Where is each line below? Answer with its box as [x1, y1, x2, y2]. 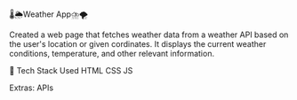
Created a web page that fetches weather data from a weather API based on [9, 29, 289, 40]
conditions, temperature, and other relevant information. [9, 49, 215, 58]
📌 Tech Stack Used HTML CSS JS [9, 65, 133, 75]
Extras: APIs [9, 82, 54, 93]
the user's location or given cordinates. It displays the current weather [9, 39, 267, 49]
